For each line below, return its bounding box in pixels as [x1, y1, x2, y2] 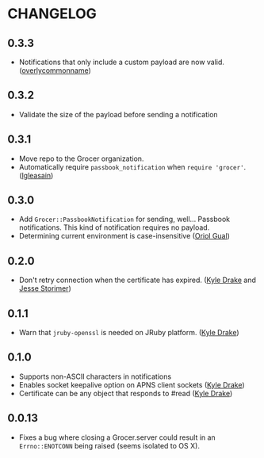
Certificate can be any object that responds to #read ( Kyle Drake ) [18, 388, 233, 398]
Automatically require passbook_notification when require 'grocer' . [18, 162, 247, 171]
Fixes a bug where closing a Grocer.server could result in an [18, 433, 216, 442]
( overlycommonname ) [18, 66, 92, 75]
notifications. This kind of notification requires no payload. [18, 223, 210, 232]
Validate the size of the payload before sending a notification [18, 109, 219, 119]
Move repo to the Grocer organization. [18, 154, 144, 163]
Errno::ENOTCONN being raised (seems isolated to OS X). [18, 441, 200, 450]
